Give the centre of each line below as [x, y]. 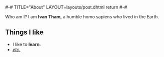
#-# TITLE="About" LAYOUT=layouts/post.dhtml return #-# [66, 7]
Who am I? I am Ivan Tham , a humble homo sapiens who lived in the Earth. [82, 17]
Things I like [24, 32]
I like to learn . [26, 44]
